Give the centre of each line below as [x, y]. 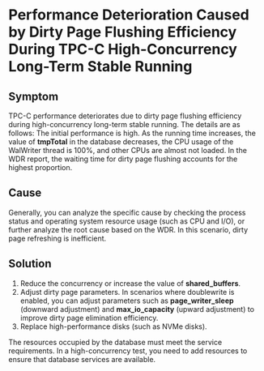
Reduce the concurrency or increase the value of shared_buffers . [130, 283]
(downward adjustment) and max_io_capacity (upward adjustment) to [137, 309]
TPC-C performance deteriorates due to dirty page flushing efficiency [125, 116]
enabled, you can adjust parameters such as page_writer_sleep [127, 301]
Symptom [34, 96]
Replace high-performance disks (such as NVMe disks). [114, 326]
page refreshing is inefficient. [57, 238]
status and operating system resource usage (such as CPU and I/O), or [127, 221]
